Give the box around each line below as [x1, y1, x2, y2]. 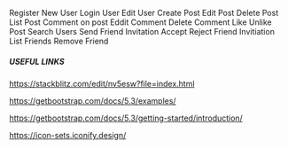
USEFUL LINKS [9, 56, 65, 67]
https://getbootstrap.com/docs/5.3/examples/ [9, 95, 176, 106]
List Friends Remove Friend [9, 35, 109, 46]
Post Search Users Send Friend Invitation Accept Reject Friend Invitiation [9, 27, 275, 36]
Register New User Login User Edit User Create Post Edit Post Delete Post [9, 8, 279, 18]
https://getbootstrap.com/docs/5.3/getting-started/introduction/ [9, 113, 244, 123]
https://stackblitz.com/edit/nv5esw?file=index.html [9, 78, 195, 89]
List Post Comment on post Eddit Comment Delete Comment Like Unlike [9, 17, 272, 27]
